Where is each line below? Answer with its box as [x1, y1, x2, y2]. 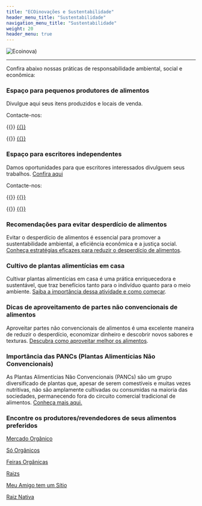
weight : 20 [6, 25, 34, 32]
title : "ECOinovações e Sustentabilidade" [6, 8, 114, 15]
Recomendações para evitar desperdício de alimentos [6, 220, 167, 229]
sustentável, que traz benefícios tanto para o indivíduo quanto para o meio [6, 282, 191, 289]
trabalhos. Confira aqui [6, 170, 63, 177]
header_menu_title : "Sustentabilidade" [6, 14, 106, 20]
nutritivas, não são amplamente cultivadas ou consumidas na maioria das [6, 386, 188, 393]
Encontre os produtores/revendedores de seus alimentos [6, 413, 177, 422]
